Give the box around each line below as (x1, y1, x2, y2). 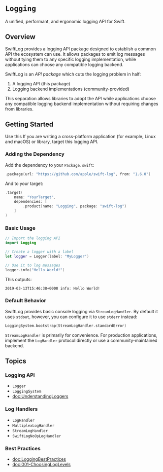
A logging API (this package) (12, 80, 70, 86)
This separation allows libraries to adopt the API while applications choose (5, 95, 156, 101)
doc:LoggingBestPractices (12, 456, 66, 462)
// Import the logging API (5, 236, 61, 241)
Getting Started (5, 120, 54, 129)
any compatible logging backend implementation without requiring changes (5, 101, 159, 107)
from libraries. (5, 106, 33, 112)
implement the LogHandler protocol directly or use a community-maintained (5, 337, 158, 343)
